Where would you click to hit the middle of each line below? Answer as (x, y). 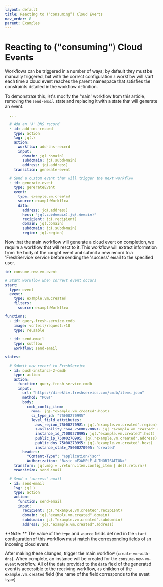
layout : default (21, 10)
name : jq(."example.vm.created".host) (70, 411)
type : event (22, 290)
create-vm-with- (134, 554)
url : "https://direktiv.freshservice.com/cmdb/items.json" (83, 393)
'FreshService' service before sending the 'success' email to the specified (79, 258)
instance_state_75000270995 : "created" (76, 447)
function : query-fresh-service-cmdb (55, 384)
